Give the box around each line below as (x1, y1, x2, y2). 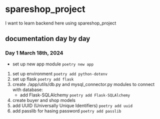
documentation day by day (5, 34, 90, 43)
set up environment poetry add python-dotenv (12, 70, 107, 76)
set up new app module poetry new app (12, 61, 94, 67)
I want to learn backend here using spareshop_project (5, 20, 116, 26)
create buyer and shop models (12, 97, 76, 103)
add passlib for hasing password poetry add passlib (12, 107, 121, 113)
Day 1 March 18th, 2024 (5, 49, 63, 56)
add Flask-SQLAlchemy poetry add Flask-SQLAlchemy (19, 91, 130, 98)
